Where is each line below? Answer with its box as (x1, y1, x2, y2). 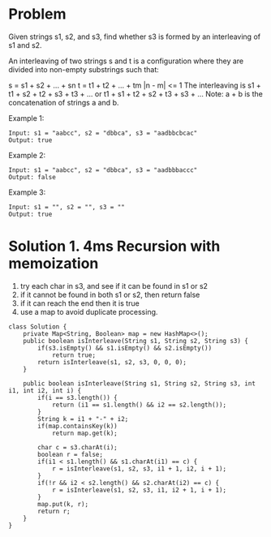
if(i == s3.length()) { (37, 393, 118, 402)
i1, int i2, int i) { (8, 386, 82, 394)
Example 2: (8, 150, 46, 160)
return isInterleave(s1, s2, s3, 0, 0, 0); (37, 358, 187, 366)
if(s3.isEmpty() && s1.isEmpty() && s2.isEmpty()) (37, 344, 213, 352)
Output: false (8, 173, 57, 181)
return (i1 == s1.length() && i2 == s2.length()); (51, 401, 227, 409)
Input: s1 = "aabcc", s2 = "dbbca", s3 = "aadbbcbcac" (8, 129, 198, 137)
